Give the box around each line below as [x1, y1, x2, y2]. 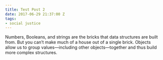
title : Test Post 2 [5, 7, 45, 12]
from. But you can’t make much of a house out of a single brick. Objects [5, 40, 151, 45]
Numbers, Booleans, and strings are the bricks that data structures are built [5, 34, 158, 40]
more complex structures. [5, 50, 58, 56]
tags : [5, 16, 16, 21]
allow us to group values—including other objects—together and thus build [5, 44, 157, 50]
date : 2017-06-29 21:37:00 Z [5, 12, 65, 17]
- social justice [5, 20, 41, 26]
